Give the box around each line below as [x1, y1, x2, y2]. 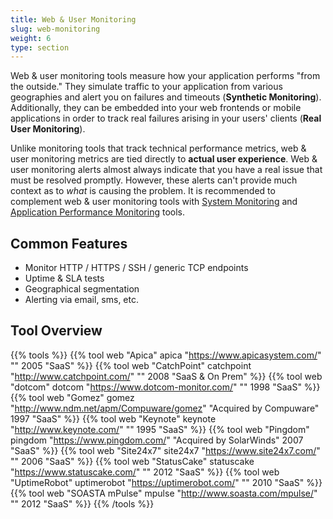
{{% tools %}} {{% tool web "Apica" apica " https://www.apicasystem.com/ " [10, 349, 322, 361]
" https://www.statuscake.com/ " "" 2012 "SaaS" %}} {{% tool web [10, 466, 280, 478]
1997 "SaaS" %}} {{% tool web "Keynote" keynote [10, 412, 217, 425]
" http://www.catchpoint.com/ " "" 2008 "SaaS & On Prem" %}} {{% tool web [10, 370, 323, 382]
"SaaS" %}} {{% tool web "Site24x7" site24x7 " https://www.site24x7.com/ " [10, 444, 321, 456]
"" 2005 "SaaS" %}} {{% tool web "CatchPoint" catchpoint [10, 359, 252, 371]
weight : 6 [10, 33, 52, 43]
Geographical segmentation [24, 283, 140, 295]
